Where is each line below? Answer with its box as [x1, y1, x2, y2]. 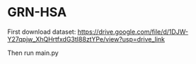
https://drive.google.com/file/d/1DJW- [77, 27, 189, 36]
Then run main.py [7, 49, 59, 57]
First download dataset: [7, 27, 76, 36]
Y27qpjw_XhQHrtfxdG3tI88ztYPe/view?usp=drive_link [7, 34, 165, 43]
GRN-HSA [7, 4, 67, 20]
